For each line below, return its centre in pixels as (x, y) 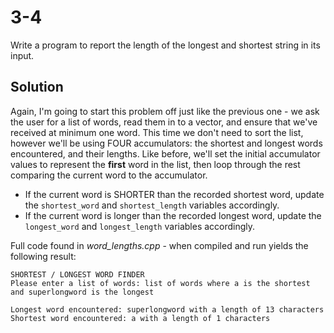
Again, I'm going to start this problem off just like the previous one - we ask (165, 111)
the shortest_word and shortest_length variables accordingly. (152, 205)
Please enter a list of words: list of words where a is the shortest (160, 283)
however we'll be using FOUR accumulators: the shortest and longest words (166, 143)
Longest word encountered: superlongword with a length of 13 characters (167, 309)
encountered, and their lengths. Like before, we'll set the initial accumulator (165, 153)
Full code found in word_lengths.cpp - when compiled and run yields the (159, 245)
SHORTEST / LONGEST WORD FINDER (77, 274)
